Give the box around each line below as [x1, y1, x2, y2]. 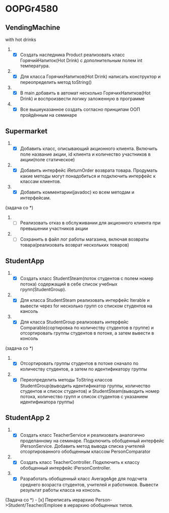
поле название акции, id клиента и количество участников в [20, 151, 151, 157]
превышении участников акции [20, 225, 88, 231]
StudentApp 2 [5, 413, 50, 422]
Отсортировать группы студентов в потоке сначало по [20, 360, 139, 366]
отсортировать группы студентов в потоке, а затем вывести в [20, 330, 154, 336]
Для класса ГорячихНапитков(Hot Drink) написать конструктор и [20, 74, 161, 80]
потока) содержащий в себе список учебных [20, 281, 118, 287]
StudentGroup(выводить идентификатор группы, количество [20, 383, 150, 389]
